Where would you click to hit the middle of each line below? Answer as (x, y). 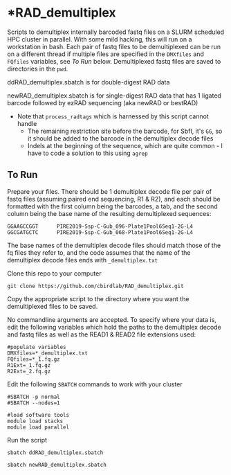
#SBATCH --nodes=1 (34, 403)
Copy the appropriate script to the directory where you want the (98, 298)
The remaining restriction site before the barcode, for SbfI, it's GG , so (125, 131)
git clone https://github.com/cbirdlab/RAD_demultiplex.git (96, 286)
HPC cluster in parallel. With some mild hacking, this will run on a (100, 39)
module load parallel (38, 427)
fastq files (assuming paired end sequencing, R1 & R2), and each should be (114, 199)
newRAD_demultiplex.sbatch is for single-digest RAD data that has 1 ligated (114, 96)
